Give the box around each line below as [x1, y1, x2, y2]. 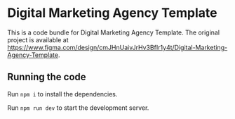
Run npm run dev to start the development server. [7, 104, 149, 112]
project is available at [7, 35, 69, 44]
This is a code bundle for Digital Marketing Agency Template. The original [7, 28, 220, 37]
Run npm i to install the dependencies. [7, 89, 118, 98]
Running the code [7, 71, 86, 83]
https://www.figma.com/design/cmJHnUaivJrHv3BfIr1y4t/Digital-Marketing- [7, 43, 228, 51]
